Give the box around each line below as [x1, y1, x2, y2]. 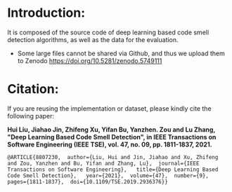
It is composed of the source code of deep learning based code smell [7, 28, 210, 36]
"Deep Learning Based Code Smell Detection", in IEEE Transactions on [7, 132, 217, 141]
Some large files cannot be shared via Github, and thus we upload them [17, 49, 225, 57]
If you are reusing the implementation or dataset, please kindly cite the [7, 104, 212, 113]
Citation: [7, 81, 59, 97]
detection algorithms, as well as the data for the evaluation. [7, 35, 179, 43]
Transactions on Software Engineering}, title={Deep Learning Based [7, 166, 219, 173]
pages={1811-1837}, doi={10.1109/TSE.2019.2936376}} [7, 178, 169, 185]
